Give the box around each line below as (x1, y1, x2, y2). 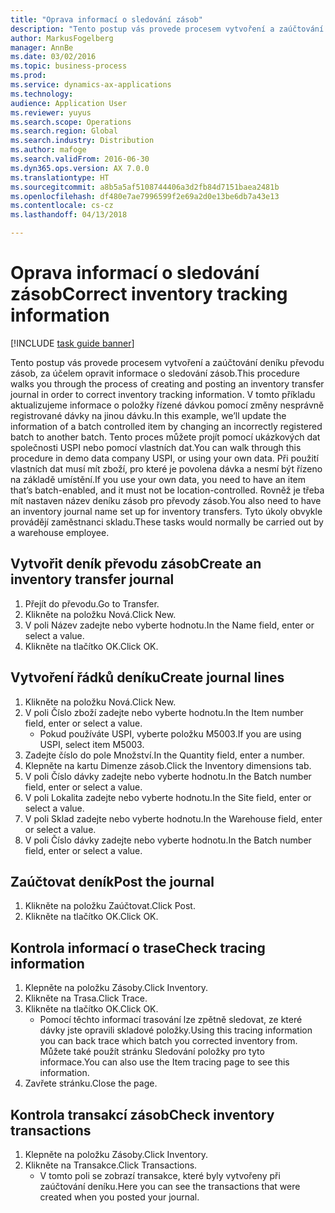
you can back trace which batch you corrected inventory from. (39, 1035, 298, 1047)
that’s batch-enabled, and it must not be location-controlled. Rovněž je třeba (10, 484, 325, 496)
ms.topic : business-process (10, 61, 128, 71)
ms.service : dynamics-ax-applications (10, 80, 172, 90)
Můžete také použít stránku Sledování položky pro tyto (39, 1046, 265, 1058)
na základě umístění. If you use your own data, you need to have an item (10, 473, 306, 485)
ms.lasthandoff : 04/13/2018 (10, 210, 128, 220)
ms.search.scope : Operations (10, 117, 132, 127)
